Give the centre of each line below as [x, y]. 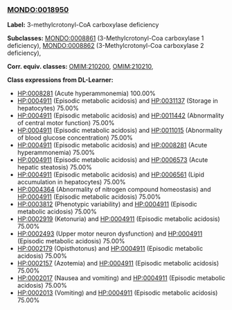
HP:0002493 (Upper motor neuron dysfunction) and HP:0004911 [110, 234]
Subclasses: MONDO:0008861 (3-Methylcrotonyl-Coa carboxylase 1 [106, 38]
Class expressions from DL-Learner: [60, 80]
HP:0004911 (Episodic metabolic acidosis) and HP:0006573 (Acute [113, 160]
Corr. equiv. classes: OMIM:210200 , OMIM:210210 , [80, 67]
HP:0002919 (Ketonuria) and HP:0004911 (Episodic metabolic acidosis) [118, 219]
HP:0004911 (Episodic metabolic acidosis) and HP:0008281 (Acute [112, 145]
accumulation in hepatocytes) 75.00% [71, 182]
